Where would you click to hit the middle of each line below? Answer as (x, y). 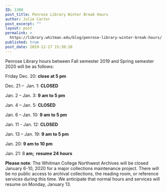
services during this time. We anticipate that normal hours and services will (82, 179)
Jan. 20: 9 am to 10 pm (29, 144)
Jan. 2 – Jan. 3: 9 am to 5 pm (35, 95)
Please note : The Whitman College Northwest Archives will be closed (77, 163)
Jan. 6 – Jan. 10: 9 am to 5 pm (36, 115)
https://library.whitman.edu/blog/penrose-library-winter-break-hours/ (86, 38)
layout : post (19, 28)
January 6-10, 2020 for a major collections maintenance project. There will (82, 168)
